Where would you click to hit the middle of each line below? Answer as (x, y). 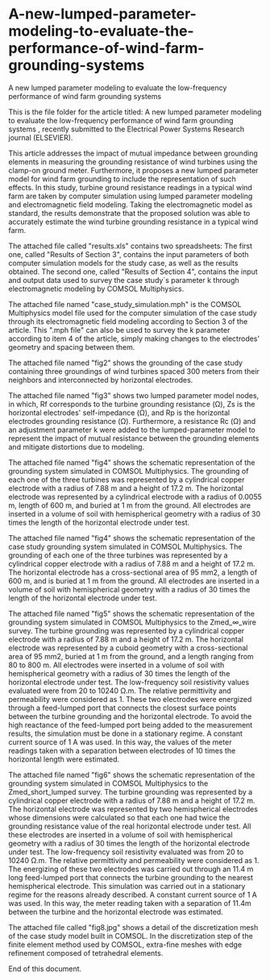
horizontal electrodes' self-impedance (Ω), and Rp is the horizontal (119, 413)
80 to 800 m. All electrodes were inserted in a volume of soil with (116, 665)
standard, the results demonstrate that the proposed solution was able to (129, 213)
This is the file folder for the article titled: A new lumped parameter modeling (135, 112)
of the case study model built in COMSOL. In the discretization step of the (131, 936)
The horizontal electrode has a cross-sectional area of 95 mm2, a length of (133, 572)
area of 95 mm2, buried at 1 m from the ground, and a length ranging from (131, 656)
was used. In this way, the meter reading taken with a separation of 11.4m (130, 903)
